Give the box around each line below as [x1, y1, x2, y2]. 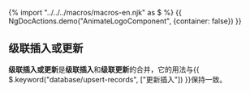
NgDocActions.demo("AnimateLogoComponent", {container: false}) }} [8, 16, 242, 26]
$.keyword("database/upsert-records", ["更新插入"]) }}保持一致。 [8, 74, 227, 84]
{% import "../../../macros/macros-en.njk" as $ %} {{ [8, 8, 183, 17]
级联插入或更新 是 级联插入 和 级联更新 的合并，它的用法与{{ [8, 65, 200, 74]
